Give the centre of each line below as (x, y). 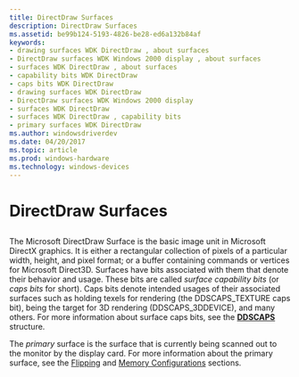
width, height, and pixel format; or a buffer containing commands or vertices (149, 260)
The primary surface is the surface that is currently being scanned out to (143, 343)
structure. (27, 326)
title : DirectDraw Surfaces (62, 17)
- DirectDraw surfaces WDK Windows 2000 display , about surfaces (135, 59)
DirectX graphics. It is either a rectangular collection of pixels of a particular (148, 250)
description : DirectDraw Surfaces (74, 26)
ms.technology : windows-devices (69, 167)
